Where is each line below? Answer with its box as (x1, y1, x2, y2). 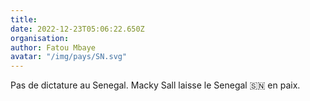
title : (10, 14, 38, 25)
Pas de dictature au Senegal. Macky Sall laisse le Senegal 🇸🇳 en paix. (10, 79, 301, 91)
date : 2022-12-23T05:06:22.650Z (10, 24, 145, 34)
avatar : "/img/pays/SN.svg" (10, 52, 128, 62)
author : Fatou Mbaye (10, 42, 97, 53)
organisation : (10, 33, 70, 43)
